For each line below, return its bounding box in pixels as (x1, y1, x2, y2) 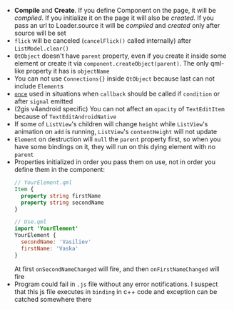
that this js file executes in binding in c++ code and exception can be (14, 287, 218, 295)
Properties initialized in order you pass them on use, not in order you (14, 158, 216, 166)
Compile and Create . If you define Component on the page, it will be (14, 6, 216, 14)
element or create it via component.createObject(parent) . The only (14, 59, 209, 67)
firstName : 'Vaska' (21, 245, 79, 252)
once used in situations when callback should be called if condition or (14, 89, 220, 98)
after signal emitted (14, 97, 73, 106)
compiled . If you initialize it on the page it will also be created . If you (14, 14, 214, 22)
